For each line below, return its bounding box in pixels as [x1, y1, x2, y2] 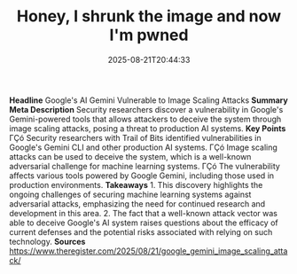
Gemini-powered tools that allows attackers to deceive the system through [9, 114, 282, 124]
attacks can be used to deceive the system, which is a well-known [9, 151, 252, 161]
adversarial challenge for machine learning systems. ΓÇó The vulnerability [9, 160, 281, 171]
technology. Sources [9, 236, 86, 247]
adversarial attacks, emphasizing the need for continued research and [9, 198, 266, 209]
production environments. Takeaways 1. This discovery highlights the [9, 179, 263, 190]
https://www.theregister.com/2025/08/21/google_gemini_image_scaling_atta [9, 246, 288, 256]
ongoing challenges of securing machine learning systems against [9, 189, 252, 200]
